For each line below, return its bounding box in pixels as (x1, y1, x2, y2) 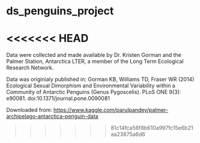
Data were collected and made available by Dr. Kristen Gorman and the (6, 51, 182, 59)
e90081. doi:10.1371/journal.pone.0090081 (6, 95, 110, 102)
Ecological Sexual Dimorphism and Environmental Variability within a (6, 82, 175, 89)
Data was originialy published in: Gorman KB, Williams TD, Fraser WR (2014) (6, 76, 195, 83)
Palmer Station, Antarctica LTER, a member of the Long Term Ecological (6, 58, 184, 65)
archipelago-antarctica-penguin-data (6, 112, 98, 120)
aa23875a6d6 (111, 130, 146, 138)
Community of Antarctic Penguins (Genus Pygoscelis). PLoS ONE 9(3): (6, 89, 181, 96)
